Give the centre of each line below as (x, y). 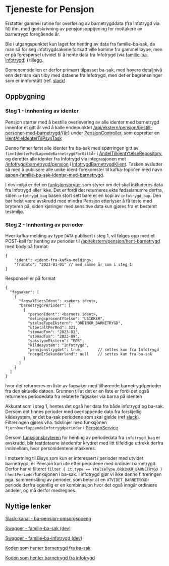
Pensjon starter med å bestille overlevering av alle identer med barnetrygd (82, 122)
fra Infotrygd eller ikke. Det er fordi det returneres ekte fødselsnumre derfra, (84, 190)
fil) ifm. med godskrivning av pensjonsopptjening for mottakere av (74, 28)
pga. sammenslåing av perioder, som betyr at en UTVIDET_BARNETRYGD (76, 479)
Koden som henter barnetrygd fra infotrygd (50, 557)
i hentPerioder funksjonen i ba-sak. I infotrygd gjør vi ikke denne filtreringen (83, 474)
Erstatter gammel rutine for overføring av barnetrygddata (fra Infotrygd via (82, 23)
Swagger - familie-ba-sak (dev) (38, 528)
